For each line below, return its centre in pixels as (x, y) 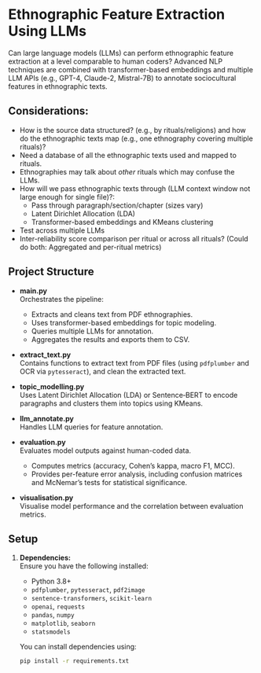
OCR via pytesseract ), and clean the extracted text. (103, 371)
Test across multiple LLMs (62, 230)
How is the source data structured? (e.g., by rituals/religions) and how (132, 130)
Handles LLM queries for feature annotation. (91, 427)
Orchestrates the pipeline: (61, 299)
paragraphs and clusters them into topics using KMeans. (111, 403)
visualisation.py (46, 498)
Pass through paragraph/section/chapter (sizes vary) (117, 205)
